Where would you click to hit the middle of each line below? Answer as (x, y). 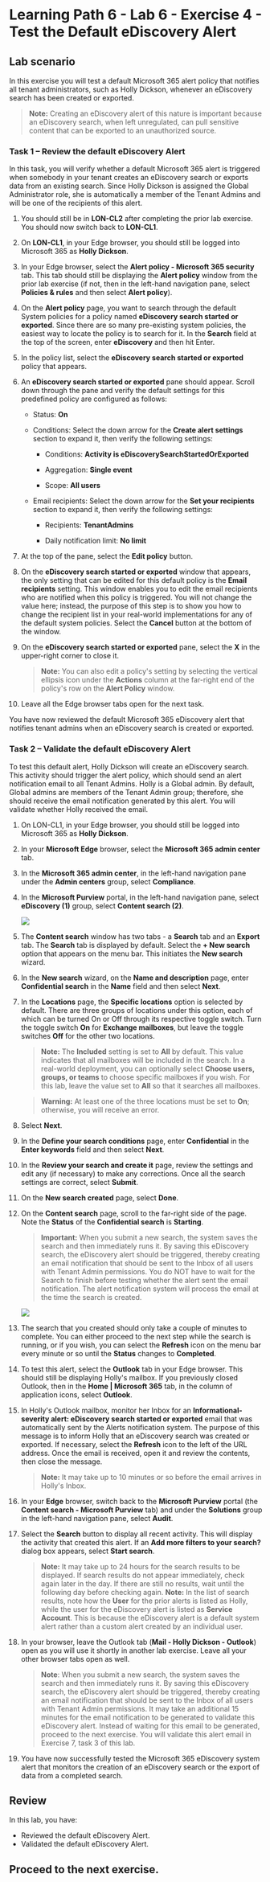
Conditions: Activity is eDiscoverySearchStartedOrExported (147, 454)
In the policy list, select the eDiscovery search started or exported (132, 358)
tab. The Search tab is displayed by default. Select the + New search (135, 945)
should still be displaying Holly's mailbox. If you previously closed (129, 1377)
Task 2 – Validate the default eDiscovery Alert (100, 749)
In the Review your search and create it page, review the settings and (137, 1165)
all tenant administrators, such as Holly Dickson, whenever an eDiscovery (131, 89)
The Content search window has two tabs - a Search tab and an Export (140, 936)
